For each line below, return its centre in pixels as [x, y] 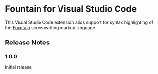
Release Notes [28, 43]
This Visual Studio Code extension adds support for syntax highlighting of [79, 22]
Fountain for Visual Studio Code [71, 9]
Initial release [18, 67]
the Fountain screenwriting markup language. [51, 27]
